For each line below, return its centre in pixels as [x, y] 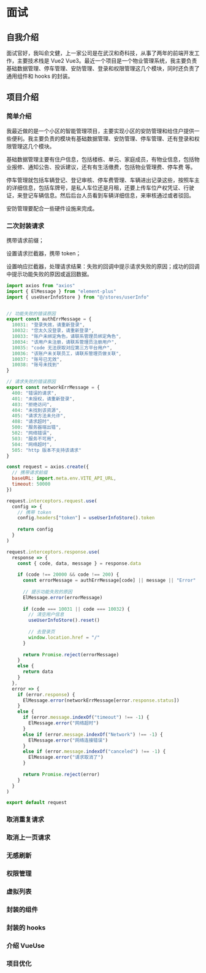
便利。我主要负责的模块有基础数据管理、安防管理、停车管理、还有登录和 [103, 138]
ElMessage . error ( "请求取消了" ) [66, 758]
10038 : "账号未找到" [36, 365]
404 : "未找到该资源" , [36, 410]
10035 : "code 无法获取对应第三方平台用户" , [62, 347]
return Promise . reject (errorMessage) [71, 654]
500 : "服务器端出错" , [36, 427]
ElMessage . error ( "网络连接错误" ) [68, 740]
